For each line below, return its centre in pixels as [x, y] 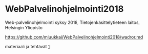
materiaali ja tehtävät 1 [28, 46]
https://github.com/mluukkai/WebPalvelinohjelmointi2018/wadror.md [74, 37]
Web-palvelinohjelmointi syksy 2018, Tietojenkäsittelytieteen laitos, [73, 22]
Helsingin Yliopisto [24, 27]
